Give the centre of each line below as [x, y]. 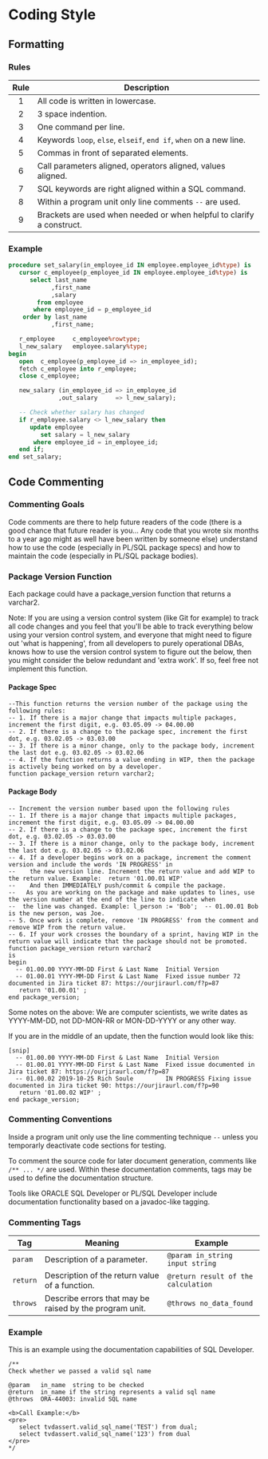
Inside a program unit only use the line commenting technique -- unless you [133, 1136]
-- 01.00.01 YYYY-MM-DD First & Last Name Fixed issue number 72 [128, 976]
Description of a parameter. [96, 1259]
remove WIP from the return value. [67, 927]
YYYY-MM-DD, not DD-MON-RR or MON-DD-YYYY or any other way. [122, 1021]
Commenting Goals [47, 505]
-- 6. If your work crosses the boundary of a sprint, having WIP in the [134, 934]
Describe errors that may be [97, 1298]
